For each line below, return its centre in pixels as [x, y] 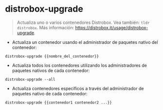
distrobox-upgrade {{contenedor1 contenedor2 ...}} [58, 102]
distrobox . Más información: [45, 27]
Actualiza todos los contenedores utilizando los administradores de [79, 65]
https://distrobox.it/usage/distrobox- [112, 27]
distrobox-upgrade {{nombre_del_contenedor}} [52, 56]
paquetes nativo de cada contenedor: [50, 93]
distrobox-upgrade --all [30, 79]
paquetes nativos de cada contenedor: [51, 70]
